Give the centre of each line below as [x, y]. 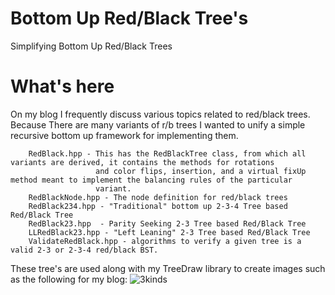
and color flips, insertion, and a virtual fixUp [201, 171]
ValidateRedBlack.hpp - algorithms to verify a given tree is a [165, 241]
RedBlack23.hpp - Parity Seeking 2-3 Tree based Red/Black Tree [167, 223]
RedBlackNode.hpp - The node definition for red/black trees [158, 197]
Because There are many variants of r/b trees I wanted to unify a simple [158, 124]
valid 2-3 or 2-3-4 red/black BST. [84, 250]
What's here [62, 86]
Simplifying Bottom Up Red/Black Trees [91, 46]
